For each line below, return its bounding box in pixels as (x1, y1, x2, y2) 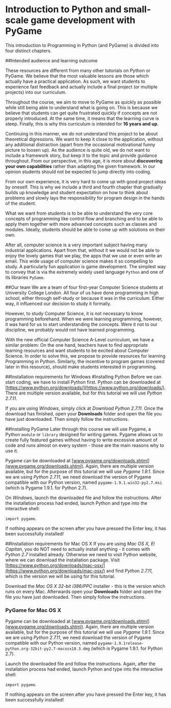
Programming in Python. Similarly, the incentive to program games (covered (5, 358, 165, 364)
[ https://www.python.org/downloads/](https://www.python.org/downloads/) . (5, 384, 166, 390)
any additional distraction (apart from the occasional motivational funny (5, 141, 156, 148)
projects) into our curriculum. (5, 89, 67, 95)
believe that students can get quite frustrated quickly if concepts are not (5, 110, 157, 116)
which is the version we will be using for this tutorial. (5, 573, 116, 579)
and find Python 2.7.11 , (106, 568, 153, 574)
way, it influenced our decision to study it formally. (5, 300, 111, 306)
